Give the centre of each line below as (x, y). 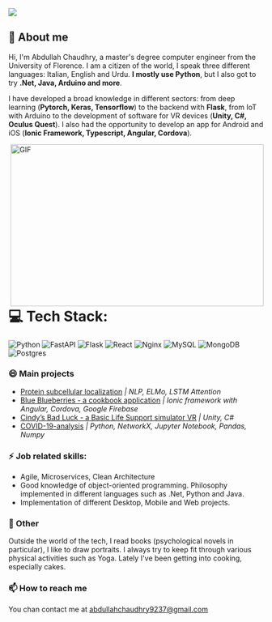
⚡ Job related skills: (48, 456)
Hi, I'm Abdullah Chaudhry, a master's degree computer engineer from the (132, 57)
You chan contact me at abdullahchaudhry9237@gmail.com (108, 609)
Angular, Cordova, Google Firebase (79, 408)
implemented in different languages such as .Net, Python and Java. (132, 494)
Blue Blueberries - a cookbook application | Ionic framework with (128, 400)
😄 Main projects (41, 374)
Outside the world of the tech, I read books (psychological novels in (121, 541)
